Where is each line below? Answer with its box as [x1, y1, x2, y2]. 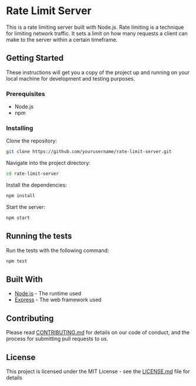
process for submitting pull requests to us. [6, 335, 109, 342]
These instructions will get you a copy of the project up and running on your [6, 69, 190, 76]
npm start [6, 215, 31, 221]
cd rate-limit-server [6, 171, 59, 177]
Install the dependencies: [6, 181, 67, 189]
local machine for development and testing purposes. [6, 75, 136, 82]
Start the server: [6, 203, 46, 210]
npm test [6, 258, 28, 264]
